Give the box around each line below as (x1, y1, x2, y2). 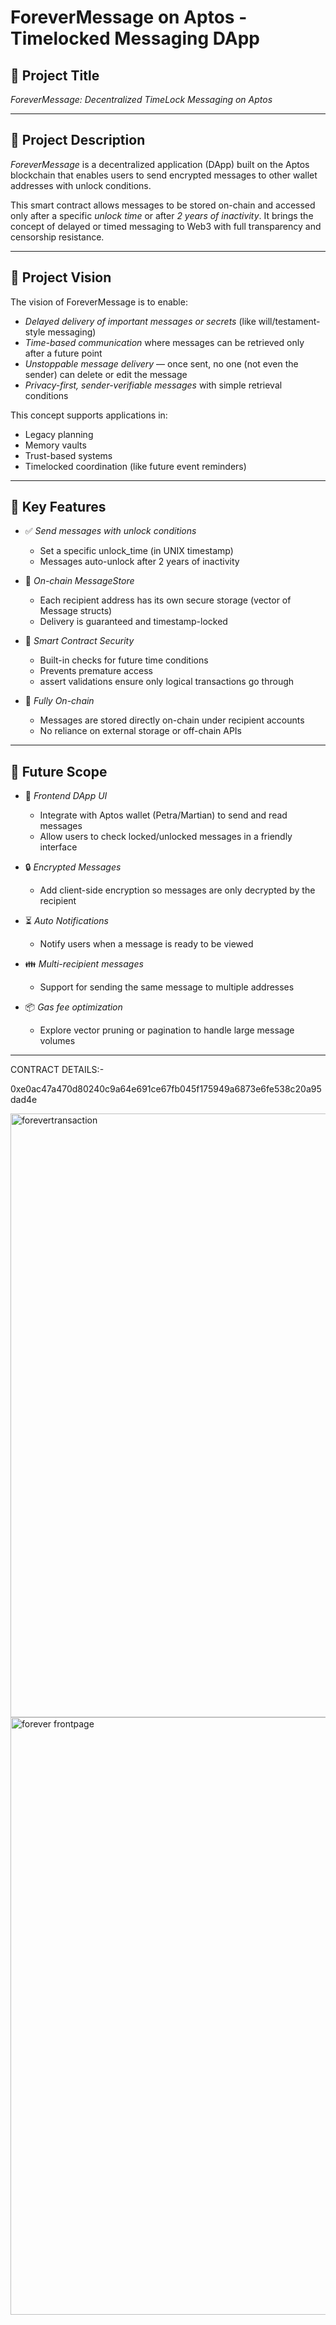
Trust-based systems (24, 449, 113, 461)
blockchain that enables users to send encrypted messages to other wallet (10, 169, 318, 181)
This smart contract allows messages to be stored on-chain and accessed (10, 199, 316, 211)
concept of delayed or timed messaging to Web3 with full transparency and (10, 220, 322, 232)
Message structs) (39, 605, 113, 617)
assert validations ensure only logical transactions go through (39, 676, 295, 688)
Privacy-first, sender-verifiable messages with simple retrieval (24, 379, 283, 391)
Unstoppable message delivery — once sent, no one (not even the (24, 357, 299, 370)
